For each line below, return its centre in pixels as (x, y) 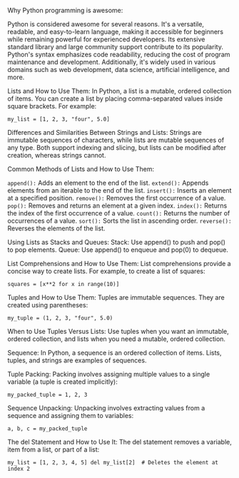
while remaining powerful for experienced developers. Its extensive (106, 39)
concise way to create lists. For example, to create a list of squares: (106, 271)
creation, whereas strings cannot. (57, 155)
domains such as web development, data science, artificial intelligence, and (118, 70)
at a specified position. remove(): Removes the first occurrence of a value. (117, 198)
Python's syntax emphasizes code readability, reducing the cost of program (119, 54)
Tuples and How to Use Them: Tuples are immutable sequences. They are (116, 298)
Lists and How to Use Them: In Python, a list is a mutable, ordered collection (119, 91)
